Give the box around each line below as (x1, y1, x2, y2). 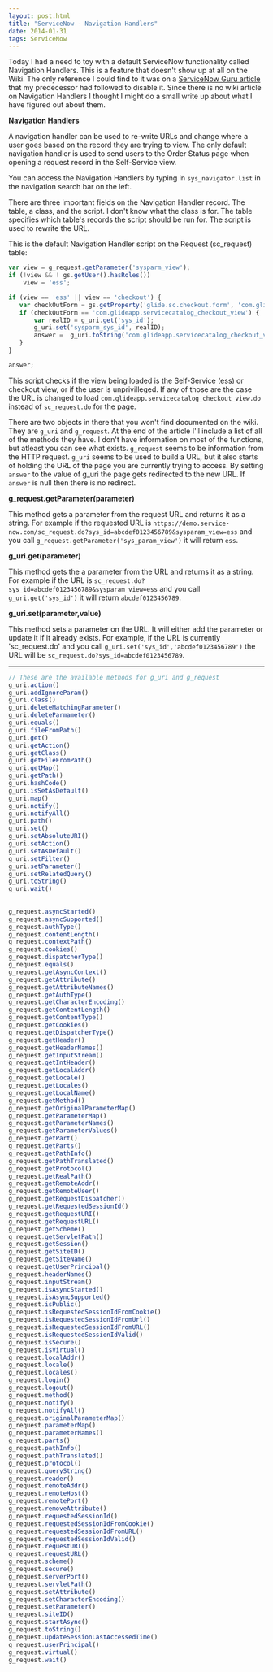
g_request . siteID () (8, 1610, 75, 1618)
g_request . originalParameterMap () (8, 1414, 126, 1422)
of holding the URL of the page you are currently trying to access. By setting (8, 460, 264, 470)
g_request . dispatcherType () (8, 953, 104, 962)
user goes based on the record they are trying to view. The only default (8, 140, 247, 150)
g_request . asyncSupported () (8, 915, 104, 923)
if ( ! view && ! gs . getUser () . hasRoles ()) (8, 271, 151, 280)
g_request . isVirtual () (8, 1346, 85, 1354)
